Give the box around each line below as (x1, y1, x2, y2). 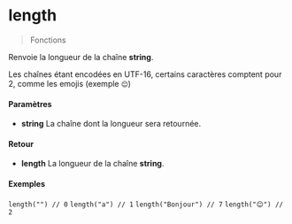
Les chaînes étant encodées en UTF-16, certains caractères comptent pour (8, 68, 282, 80)
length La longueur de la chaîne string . (20, 158, 165, 169)
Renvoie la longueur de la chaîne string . (8, 51, 154, 62)
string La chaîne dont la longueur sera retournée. (20, 119, 202, 129)
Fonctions (29, 35, 67, 45)
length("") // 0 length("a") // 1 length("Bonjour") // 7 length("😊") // (8, 200, 284, 209)
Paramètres (8, 98, 52, 109)
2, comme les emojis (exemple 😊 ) (8, 78, 132, 89)
